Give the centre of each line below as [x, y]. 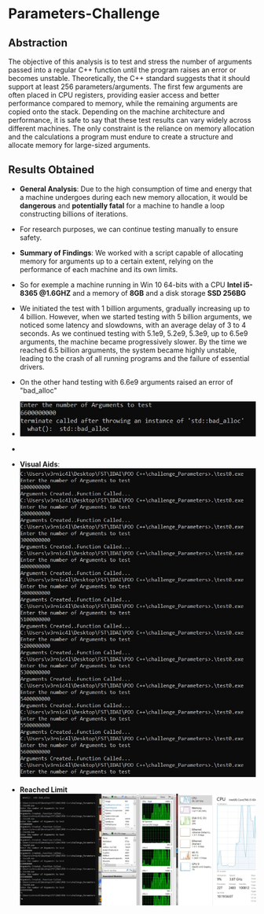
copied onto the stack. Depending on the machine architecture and [117, 112]
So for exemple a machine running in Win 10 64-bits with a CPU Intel [130, 285]
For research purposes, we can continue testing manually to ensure [129, 229]
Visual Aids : [40, 464]
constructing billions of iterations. [73, 214]
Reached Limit [44, 789]
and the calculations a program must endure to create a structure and [121, 137]
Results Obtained [51, 170]
